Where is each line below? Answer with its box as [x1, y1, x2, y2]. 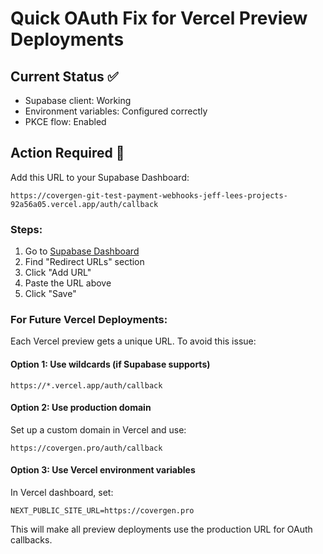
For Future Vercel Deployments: [10, 313, 168, 327]
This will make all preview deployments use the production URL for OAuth [10, 523, 313, 536]
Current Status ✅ [10, 68, 119, 85]
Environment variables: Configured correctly [24, 105, 208, 117]
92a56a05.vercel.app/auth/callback [10, 199, 159, 209]
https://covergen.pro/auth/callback [10, 443, 163, 453]
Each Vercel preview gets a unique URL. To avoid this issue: [10, 335, 257, 347]
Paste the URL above [24, 277, 112, 289]
